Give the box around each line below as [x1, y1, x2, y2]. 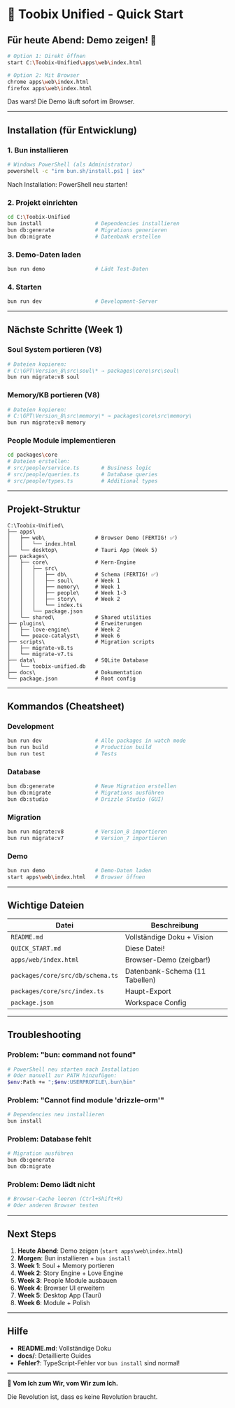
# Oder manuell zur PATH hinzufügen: [7, 1072, 117, 1079]
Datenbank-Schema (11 [124, 966, 206, 976]
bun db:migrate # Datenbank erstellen [7, 233, 161, 240]
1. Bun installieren [7, 145, 69, 155]
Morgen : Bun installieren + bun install [17, 1253, 131, 1262]
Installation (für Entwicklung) [7, 124, 138, 136]
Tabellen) [124, 975, 156, 985]
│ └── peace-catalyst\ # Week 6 [7, 632, 120, 639]
